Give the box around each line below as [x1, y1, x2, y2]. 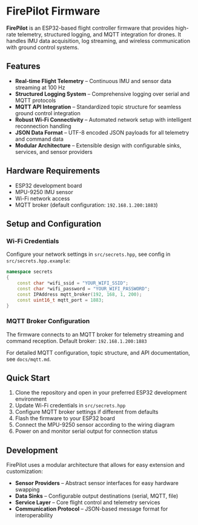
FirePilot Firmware [6, 4, 101, 18]
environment [15, 395, 47, 403]
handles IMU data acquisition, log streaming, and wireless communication [6, 37, 191, 44]
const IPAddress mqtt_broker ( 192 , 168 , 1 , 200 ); [17, 291, 142, 298]
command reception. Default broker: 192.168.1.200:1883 [6, 337, 147, 344]
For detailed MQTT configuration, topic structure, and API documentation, [6, 349, 191, 356]
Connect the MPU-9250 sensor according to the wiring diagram [15, 421, 175, 429]
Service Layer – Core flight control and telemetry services [15, 499, 160, 506]
